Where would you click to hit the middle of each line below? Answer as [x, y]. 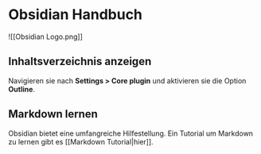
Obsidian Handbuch [76, 15]
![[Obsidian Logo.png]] [46, 37]
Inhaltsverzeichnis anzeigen [80, 62]
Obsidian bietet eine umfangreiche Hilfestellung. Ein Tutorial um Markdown [130, 133]
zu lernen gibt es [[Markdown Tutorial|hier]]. [81, 141]
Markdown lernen [53, 114]
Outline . [22, 89]
